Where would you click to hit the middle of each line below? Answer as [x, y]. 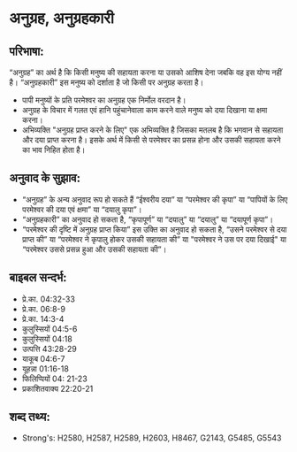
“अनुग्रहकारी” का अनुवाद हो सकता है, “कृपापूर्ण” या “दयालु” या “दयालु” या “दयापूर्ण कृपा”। [148, 219]
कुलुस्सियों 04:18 [47, 339]
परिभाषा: [27, 51]
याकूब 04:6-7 [43, 358]
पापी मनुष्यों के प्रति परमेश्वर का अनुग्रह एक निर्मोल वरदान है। [104, 100]
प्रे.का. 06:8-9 [44, 309]
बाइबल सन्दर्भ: [38, 278]
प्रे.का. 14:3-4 [43, 318]
